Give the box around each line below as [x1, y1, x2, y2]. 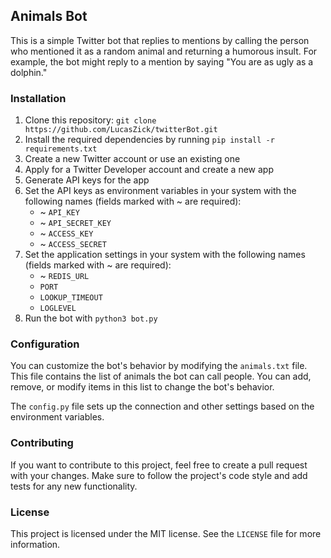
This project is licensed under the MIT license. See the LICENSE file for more [10, 528, 322, 539]
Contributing [10, 436, 74, 450]
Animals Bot [10, 8, 88, 25]
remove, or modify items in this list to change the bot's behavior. [10, 381, 275, 393]
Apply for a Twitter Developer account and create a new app [24, 164, 274, 176]
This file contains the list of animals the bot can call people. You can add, [10, 370, 312, 383]
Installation [10, 91, 67, 105]
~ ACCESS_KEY [39, 227, 94, 239]
